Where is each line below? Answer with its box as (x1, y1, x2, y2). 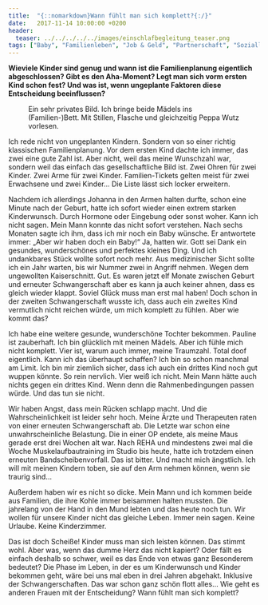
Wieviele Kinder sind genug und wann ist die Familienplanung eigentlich (8, 63, 253, 73)
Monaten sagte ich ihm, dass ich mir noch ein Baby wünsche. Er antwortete (8, 229, 256, 238)
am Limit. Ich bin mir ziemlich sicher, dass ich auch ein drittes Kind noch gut (8, 363, 258, 372)
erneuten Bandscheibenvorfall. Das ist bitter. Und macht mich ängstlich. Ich (8, 455, 256, 464)
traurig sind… (8, 472, 53, 482)
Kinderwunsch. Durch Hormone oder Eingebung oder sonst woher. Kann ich (8, 212, 258, 221)
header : (8, 26, 34, 34)
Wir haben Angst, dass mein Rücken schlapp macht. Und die (8, 404, 207, 414)
